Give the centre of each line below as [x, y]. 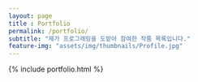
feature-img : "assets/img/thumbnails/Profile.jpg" [96, 46]
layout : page [30, 16]
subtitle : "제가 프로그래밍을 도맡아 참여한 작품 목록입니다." [99, 39]
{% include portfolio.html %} [56, 69]
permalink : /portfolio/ [49, 31]
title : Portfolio [39, 24]
